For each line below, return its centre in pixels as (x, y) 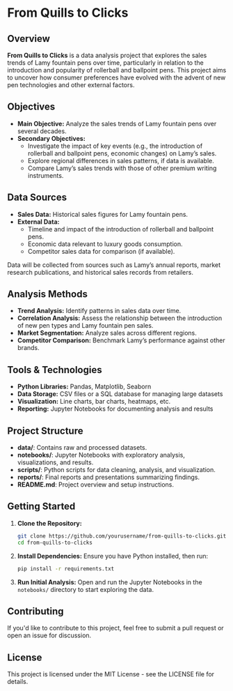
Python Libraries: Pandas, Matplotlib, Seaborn (84, 387)
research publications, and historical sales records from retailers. (100, 272)
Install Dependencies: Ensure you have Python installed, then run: (113, 556)
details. (18, 682)
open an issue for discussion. (49, 635)
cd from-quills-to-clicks (55, 542)
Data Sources (37, 198)
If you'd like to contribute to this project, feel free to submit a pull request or (115, 628)
